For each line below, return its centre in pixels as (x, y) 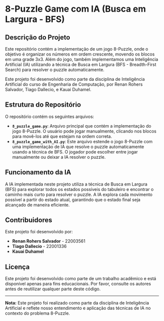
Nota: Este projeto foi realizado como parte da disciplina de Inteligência (77, 303)
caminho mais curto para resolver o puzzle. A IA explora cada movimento (79, 194)
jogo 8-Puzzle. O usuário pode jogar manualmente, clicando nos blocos (84, 131)
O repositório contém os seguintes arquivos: (50, 116)
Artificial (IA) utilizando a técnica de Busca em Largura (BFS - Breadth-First (81, 65)
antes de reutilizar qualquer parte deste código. (53, 289)
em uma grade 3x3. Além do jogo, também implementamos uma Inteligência (82, 59)
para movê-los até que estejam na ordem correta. (62, 136)
